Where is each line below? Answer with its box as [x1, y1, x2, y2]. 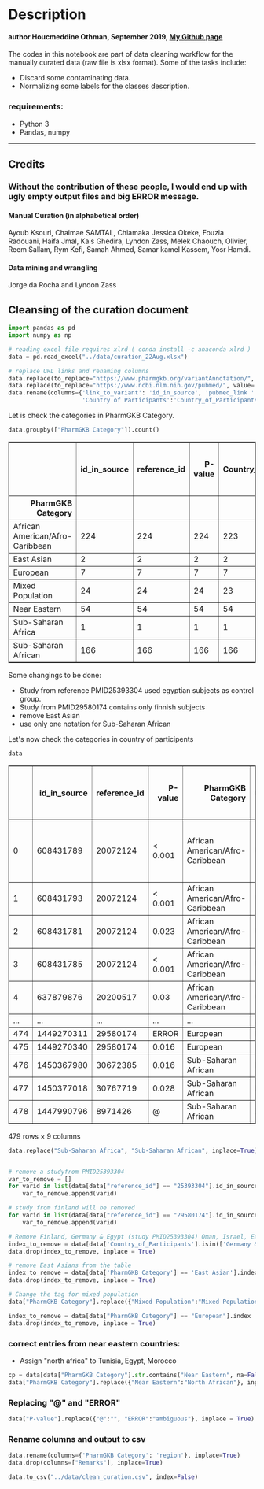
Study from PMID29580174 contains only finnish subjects [19, 702, 206, 712]
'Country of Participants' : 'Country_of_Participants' [82, 396, 262, 405]
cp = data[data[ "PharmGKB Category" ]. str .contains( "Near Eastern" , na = [8, 1371, 247, 1379]
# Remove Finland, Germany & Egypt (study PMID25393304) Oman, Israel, [8, 1232, 247, 1241]
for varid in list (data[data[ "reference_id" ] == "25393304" [8, 1183, 210, 1191]
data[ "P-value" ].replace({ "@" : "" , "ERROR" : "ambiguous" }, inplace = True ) [8, 1415, 255, 1423]
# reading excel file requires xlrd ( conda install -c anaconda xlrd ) [8, 345, 251, 354]
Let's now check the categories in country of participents [8, 734, 194, 743]
